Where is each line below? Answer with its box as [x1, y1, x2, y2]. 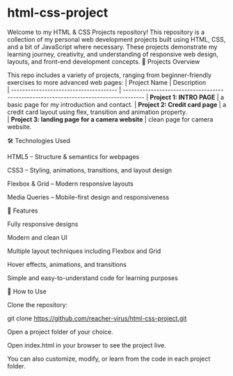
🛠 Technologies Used [7, 136, 71, 145]
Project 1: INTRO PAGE [150, 92, 216, 101]
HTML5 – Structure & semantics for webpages [7, 152, 140, 161]
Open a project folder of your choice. [7, 327, 113, 336]
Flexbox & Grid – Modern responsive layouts [7, 179, 134, 188]
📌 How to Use [7, 287, 47, 295]
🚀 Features [7, 206, 38, 215]
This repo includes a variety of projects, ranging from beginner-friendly [7, 71, 212, 79]
